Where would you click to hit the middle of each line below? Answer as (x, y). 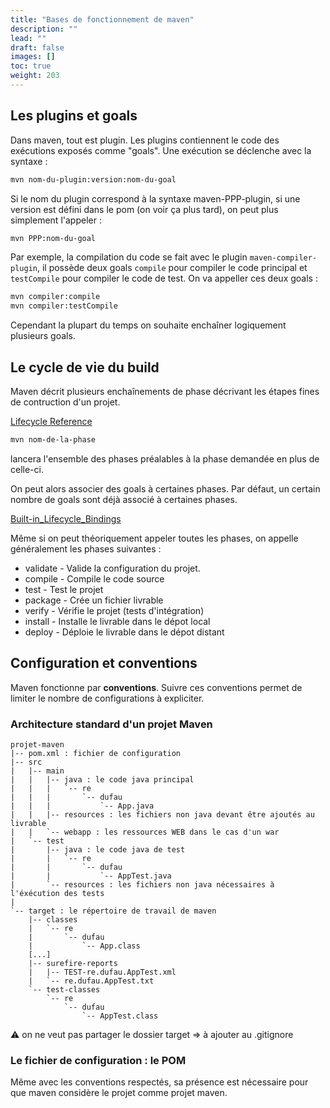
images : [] (33, 57)
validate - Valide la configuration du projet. (112, 568)
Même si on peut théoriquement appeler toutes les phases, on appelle (154, 538)
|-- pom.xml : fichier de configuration (96, 753)
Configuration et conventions (104, 663)
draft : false (37, 47)
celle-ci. (27, 469)
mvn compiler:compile (55, 297)
